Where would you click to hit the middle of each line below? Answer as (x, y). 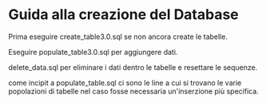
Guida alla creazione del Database (124, 15)
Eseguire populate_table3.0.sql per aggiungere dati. (93, 52)
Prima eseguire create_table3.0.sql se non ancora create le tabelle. (118, 37)
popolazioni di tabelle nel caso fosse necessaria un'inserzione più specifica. (134, 91)
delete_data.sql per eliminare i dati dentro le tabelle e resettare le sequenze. (133, 67)
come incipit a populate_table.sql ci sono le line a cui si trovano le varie (125, 83)
